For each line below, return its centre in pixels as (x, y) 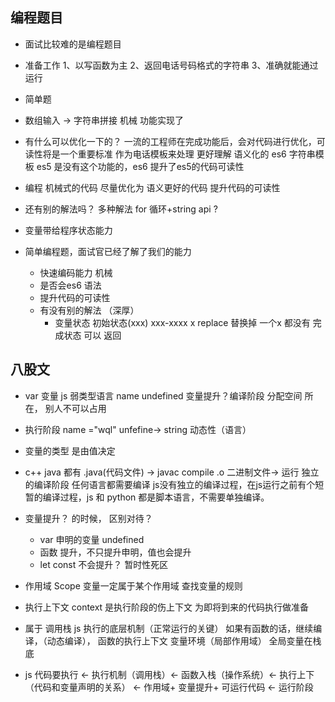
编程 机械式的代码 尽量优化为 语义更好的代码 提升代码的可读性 (152, 187)
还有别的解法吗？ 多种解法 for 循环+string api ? (121, 209)
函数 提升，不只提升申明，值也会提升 (115, 552)
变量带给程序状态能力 (68, 230)
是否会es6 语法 (70, 285)
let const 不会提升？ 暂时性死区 (104, 564)
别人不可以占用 (75, 408)
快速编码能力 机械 (76, 272)
